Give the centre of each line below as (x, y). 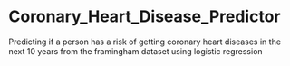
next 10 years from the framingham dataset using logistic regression (136, 51)
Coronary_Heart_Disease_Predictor (145, 17)
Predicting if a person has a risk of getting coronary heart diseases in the (145, 42)
